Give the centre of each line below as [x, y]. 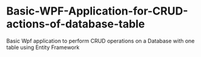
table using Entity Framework [43, 47]
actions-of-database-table [76, 24]
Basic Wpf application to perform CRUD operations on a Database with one [100, 41]
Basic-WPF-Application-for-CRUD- [97, 11]
